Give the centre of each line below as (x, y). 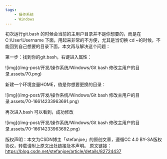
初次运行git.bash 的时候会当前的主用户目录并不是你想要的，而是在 (73, 34)
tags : (11, 10)
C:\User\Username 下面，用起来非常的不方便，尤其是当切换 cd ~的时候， (81, 40)
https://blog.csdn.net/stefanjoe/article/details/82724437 (63, 151)
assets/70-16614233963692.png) (45, 129)
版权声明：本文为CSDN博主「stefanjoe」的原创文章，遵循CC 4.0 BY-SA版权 (83, 139)
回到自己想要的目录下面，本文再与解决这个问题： (60, 46)
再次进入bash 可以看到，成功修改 (39, 112)
